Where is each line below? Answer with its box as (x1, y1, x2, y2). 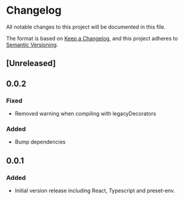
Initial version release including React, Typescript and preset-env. (14, 187, 175, 194)
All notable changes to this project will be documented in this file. (6, 23, 166, 30)
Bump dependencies (14, 138, 66, 146)
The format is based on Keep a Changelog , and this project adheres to (6, 35, 178, 42)
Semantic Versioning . (6, 41, 58, 48)
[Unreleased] (6, 58, 56, 68)
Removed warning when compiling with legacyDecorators (14, 110, 156, 117)
